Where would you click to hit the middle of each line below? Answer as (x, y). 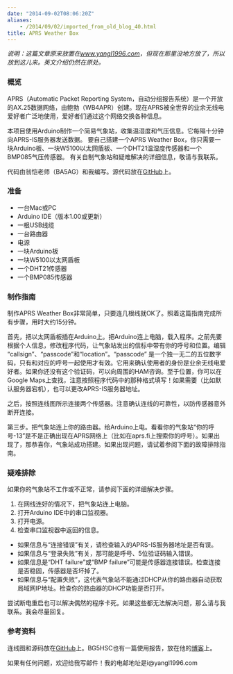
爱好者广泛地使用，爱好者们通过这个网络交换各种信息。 (86, 116)
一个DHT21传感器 (42, 268)
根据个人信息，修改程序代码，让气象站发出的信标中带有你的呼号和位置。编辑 (116, 345)
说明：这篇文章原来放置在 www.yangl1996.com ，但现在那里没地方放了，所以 (116, 54)
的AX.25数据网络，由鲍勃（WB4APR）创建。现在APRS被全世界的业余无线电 (116, 107)
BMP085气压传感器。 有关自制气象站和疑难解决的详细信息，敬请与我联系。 (114, 156)
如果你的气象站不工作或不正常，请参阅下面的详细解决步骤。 (92, 489)
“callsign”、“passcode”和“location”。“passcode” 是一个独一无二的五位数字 (114, 354)
